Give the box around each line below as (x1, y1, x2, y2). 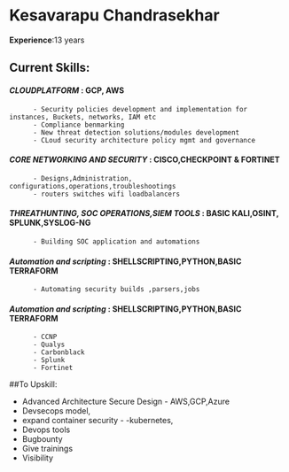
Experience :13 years (9, 35, 85, 45)
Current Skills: (9, 60, 90, 75)
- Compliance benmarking (32, 120, 125, 129)
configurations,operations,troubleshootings (9, 182, 176, 190)
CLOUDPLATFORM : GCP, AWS (9, 85, 125, 96)
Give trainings (21, 444, 74, 454)
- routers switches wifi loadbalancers (32, 190, 180, 198)
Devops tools (21, 424, 71, 435)
